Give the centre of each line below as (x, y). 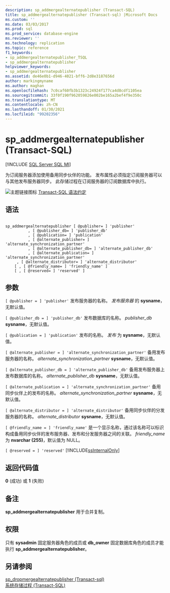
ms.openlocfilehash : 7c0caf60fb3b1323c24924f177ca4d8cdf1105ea (74, 90)
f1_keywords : (19, 52)
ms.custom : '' (20, 19)
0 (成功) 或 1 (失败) (25, 481)
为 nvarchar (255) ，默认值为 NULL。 (44, 440)
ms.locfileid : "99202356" (32, 114)
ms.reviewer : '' (22, 39)
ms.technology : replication (35, 43)
